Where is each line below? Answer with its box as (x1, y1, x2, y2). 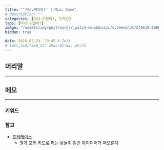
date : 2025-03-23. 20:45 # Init (5, 38, 71, 44)
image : (5, 25, 19, 30)
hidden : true (5, 30, 32, 35)
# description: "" (5, 12, 42, 17)
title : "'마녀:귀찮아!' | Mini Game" (5, 7, 77, 12)
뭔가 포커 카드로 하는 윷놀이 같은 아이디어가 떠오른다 (19, 140, 119, 146)
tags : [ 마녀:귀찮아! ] (5, 20, 44, 26)
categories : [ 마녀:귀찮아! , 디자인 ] (5, 16, 72, 21)
